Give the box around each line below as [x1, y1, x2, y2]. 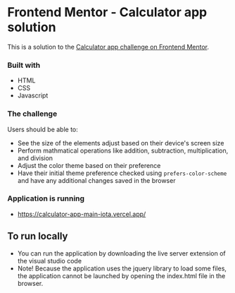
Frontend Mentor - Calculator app [7, 4, 208, 20]
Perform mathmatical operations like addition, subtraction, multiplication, [17, 146, 229, 155]
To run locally [7, 230, 68, 242]
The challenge [7, 109, 58, 119]
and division [17, 153, 53, 162]
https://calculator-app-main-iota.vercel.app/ [17, 210, 146, 218]
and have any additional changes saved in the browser [17, 176, 176, 184]
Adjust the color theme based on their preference [17, 161, 161, 169]
